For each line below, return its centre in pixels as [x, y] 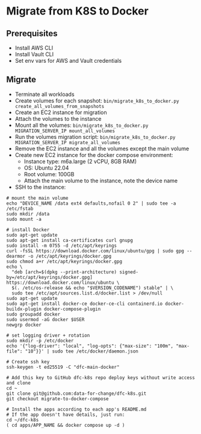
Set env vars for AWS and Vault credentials [68, 61]
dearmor [16, 256]
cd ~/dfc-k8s [23, 420]
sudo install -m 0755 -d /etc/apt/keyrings [62, 246]
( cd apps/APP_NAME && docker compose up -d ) [66, 425]
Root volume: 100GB [49, 174]
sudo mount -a [24, 219]
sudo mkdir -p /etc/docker [40, 340]
